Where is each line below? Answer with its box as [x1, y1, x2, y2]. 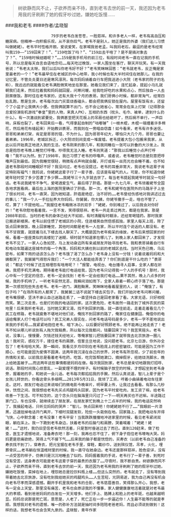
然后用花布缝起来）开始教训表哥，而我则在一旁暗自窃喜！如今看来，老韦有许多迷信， [12, 126, 165, 131]
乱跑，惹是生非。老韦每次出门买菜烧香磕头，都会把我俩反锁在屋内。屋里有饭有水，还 [9, 99, 161, 104]
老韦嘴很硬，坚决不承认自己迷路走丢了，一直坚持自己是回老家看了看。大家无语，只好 [5, 295, 157, 300]
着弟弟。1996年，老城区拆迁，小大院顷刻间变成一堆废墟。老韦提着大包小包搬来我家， [5, 137, 159, 142]
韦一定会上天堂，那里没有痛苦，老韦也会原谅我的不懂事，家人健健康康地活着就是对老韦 [5, 486, 161, 491]
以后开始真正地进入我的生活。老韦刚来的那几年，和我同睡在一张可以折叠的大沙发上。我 [9, 143, 165, 148]
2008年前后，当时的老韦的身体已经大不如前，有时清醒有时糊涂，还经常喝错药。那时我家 [5, 213, 163, 218]
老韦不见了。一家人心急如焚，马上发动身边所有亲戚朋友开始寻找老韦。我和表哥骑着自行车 [5, 241, 165, 246]
